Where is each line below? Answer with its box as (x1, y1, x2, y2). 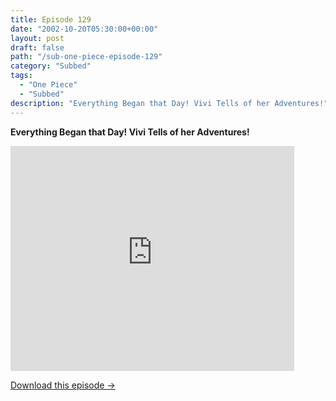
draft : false (10, 42, 65, 53)
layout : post (10, 33, 65, 43)
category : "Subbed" (10, 61, 92, 71)
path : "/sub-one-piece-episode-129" (10, 52, 163, 62)
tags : (10, 71, 33, 81)
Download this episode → (10, 379, 116, 391)
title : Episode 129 (10, 14, 92, 25)
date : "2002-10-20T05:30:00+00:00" (10, 24, 159, 34)
